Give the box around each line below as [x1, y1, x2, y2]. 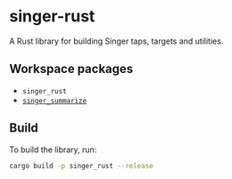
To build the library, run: [9, 144, 97, 155]
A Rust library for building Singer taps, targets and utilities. [9, 36, 224, 46]
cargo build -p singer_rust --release [9, 161, 153, 170]
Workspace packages [9, 61, 134, 77]
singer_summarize [21, 96, 87, 105]
